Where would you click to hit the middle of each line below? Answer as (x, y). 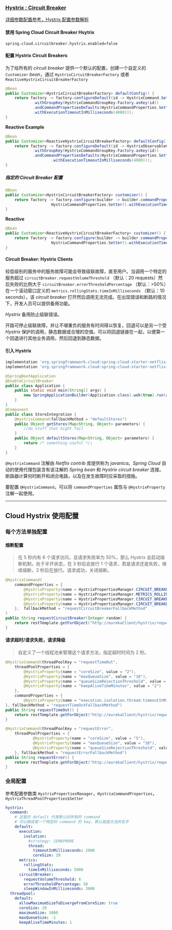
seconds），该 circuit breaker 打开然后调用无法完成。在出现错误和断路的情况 (86, 297)
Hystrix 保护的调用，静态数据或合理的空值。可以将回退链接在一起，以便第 (83, 332)
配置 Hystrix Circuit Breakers (36, 56)
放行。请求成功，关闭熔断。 (83, 570)
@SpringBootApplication (31, 376)
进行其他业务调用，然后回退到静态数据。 (61, 338)
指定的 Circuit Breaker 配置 (34, 177)
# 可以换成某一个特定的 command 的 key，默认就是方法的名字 (72, 822)
